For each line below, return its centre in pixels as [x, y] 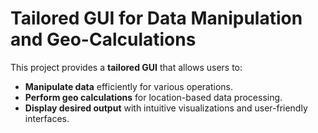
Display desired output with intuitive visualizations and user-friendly [166, 108]
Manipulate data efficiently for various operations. [129, 86]
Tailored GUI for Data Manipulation [156, 18]
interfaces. [47, 118]
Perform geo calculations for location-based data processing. [153, 97]
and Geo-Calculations [103, 39]
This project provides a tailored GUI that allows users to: [126, 67]
